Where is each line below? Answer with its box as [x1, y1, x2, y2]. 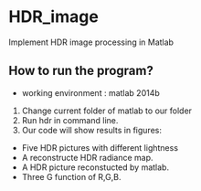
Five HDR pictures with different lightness [21, 142, 179, 153]
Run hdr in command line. [21, 114, 119, 125]
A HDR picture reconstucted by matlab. [21, 162, 170, 173]
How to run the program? [8, 63, 154, 79]
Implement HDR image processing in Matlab [8, 37, 175, 48]
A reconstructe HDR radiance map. [21, 152, 153, 163]
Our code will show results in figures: [21, 124, 162, 135]
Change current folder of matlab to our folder [21, 105, 193, 116]
